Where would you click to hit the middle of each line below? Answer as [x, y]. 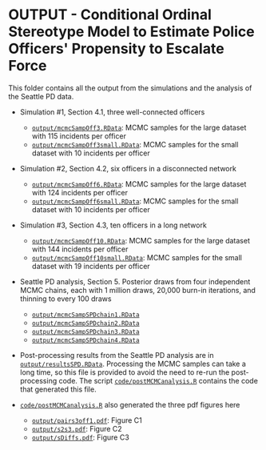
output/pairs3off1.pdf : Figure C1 [87, 420]
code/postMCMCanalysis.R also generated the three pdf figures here [130, 404]
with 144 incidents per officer [80, 249]
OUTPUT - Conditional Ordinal [110, 15]
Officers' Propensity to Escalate [117, 49]
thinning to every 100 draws [66, 299]
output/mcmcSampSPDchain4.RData [85, 340]
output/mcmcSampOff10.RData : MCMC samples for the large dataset [141, 240]
